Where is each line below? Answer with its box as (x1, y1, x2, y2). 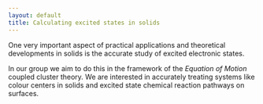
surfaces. (8, 88, 39, 98)
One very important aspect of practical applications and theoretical (8, 40, 226, 49)
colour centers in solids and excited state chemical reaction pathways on (8, 80, 245, 90)
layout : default (8, 11, 61, 20)
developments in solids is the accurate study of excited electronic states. (8, 48, 245, 58)
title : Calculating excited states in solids (8, 19, 160, 27)
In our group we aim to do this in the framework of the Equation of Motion (8, 63, 247, 73)
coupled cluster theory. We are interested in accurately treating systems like (8, 72, 255, 81)
